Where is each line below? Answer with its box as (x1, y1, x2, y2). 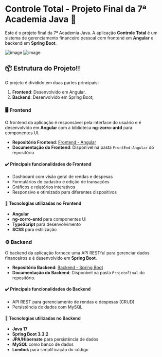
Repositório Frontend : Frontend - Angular (12, 140, 96, 145)
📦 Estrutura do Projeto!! (5, 64, 80, 72)
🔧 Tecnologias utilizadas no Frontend (5, 200, 82, 206)
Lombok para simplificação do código (12, 347, 89, 353)
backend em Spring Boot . (5, 40, 57, 46)
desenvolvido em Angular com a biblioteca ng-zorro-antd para (5, 125, 133, 131)
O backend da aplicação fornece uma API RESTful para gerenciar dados (5, 250, 150, 256)
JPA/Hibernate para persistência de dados (12, 337, 99, 342)
